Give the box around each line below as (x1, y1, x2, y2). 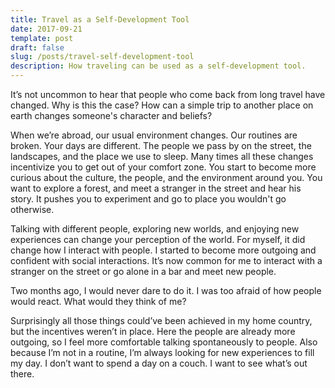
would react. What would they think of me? (10, 296, 187, 307)
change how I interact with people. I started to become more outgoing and (10, 244, 317, 256)
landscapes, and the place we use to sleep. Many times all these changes (10, 151, 314, 162)
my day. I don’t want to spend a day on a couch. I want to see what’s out (10, 357, 308, 369)
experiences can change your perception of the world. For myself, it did (10, 234, 306, 245)
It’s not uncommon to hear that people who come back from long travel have (10, 89, 326, 100)
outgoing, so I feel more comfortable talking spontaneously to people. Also (10, 336, 318, 348)
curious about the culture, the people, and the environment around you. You (10, 172, 323, 183)
